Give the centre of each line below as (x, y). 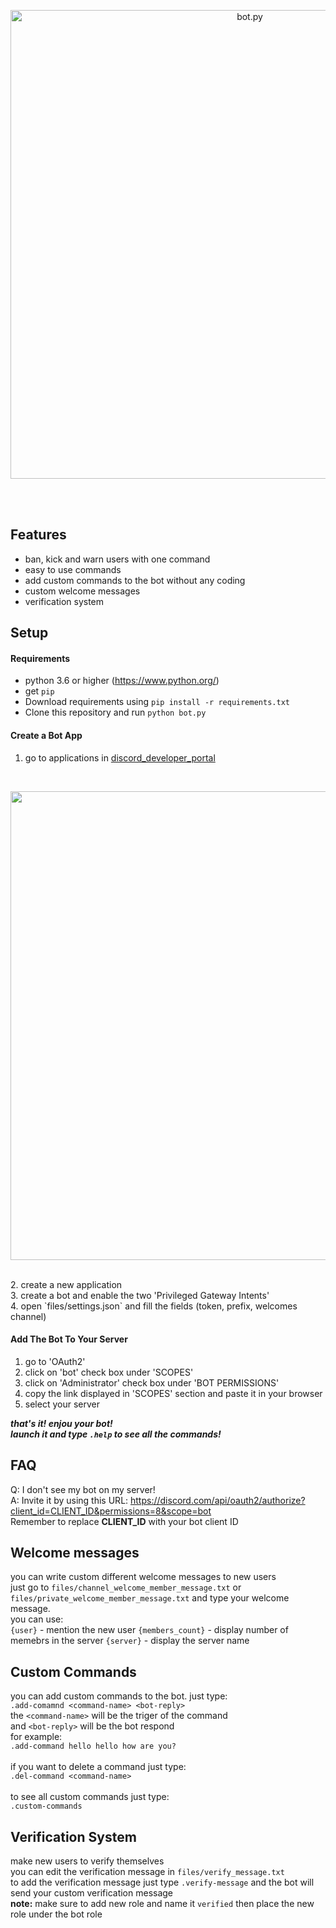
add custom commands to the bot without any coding (135, 580)
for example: (36, 1737)
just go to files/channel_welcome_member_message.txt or (126, 1587)
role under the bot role (56, 1914)
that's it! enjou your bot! (61, 1423)
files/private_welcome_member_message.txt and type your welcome (150, 1598)
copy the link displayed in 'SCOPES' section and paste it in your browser (173, 1393)
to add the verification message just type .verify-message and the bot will (162, 1882)
